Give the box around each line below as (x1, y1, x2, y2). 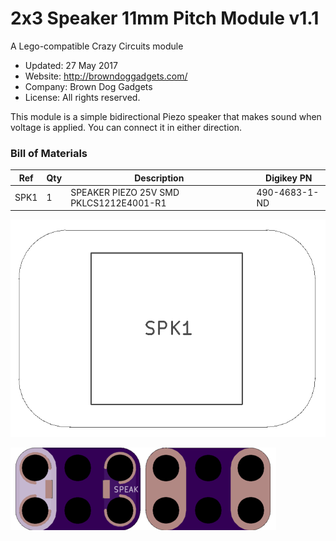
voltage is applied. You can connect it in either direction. (10, 121, 242, 133)
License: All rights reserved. (24, 91, 141, 103)
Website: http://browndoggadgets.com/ (24, 70, 188, 82)
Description (134, 172, 185, 184)
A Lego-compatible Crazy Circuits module (10, 40, 184, 52)
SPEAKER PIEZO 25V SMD (70, 186, 180, 198)
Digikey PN (265, 172, 313, 184)
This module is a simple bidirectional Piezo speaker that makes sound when (10, 110, 322, 122)
